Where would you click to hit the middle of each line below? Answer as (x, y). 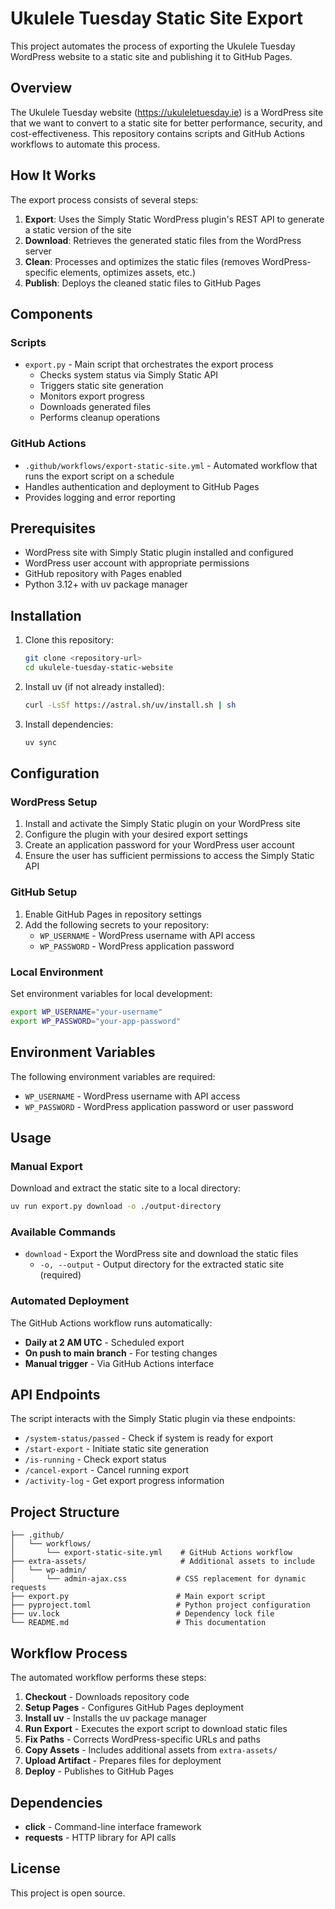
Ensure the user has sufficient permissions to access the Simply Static (169, 856)
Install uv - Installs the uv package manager (116, 1718)
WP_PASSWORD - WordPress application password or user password (159, 1106)
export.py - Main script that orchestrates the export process (149, 364)
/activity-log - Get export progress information (124, 1481)
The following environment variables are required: (113, 1076)
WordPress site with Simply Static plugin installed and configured (159, 553)
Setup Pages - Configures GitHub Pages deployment (134, 1708)
